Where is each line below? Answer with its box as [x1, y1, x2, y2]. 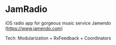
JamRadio [5, 3, 48, 15]
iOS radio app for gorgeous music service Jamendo [5, 20, 111, 26]
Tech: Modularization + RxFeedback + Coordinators [5, 35, 111, 41]
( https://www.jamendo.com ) [5, 25, 63, 31]
